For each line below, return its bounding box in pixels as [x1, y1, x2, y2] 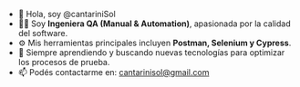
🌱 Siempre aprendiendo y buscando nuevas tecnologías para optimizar [17, 47, 285, 58]
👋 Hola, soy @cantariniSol [17, 9, 116, 19]
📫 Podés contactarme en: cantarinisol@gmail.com [17, 67, 210, 77]
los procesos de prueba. [17, 57, 110, 67]
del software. [17, 28, 68, 38]
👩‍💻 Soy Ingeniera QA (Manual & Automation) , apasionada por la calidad [17, 18, 291, 29]
